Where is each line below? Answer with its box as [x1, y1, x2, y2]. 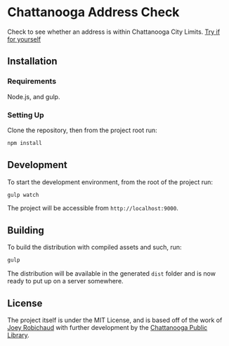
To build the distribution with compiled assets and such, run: [7, 243, 182, 252]
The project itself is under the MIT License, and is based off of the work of [7, 316, 223, 324]
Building [7, 224, 44, 236]
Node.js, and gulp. [7, 92, 60, 101]
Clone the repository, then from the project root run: [7, 126, 158, 134]
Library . [7, 331, 30, 339]
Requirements [7, 77, 57, 86]
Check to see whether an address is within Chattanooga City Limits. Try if [7, 27, 220, 36]
